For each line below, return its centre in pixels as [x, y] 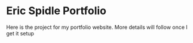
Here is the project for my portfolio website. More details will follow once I [97, 27]
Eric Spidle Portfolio [56, 11]
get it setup [20, 33]
